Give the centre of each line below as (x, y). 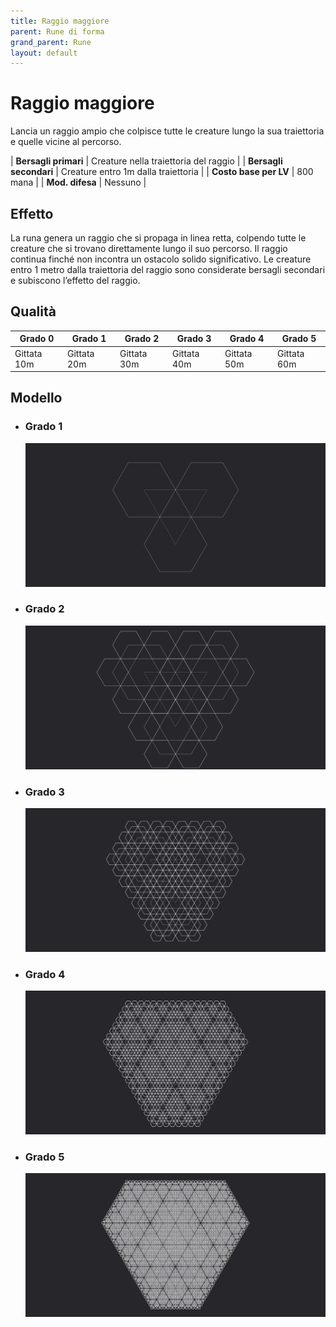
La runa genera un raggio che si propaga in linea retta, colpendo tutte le (158, 238)
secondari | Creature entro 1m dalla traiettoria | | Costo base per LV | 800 (162, 172)
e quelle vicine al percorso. (66, 142)
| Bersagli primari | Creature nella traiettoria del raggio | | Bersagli (146, 161)
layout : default (44, 53)
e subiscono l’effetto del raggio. (75, 280)
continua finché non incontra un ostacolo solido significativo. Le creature (161, 259)
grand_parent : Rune (51, 42)
